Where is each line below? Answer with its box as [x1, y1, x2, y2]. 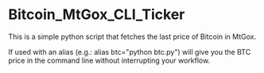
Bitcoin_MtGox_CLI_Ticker [8, 6, 185, 24]
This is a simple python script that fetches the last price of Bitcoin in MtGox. [8, 32, 257, 41]
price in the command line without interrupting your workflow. [8, 56, 211, 65]
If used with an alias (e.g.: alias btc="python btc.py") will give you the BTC [8, 47, 251, 56]
